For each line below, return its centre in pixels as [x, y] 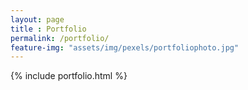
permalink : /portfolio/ [60, 38]
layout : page [37, 19]
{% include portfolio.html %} [69, 76]
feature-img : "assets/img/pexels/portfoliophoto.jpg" [125, 47]
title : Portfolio [48, 29]
